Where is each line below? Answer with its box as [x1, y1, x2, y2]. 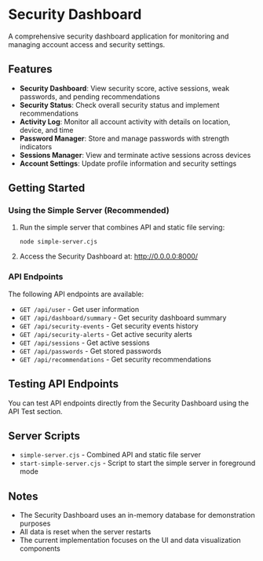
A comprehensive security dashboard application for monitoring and [8, 31, 229, 41]
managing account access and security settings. [8, 39, 166, 49]
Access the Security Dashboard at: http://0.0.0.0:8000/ [19, 251, 199, 261]
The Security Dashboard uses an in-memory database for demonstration [19, 511, 255, 520]
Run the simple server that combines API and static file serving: [19, 222, 225, 233]
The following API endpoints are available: [8, 289, 144, 299]
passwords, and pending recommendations [19, 92, 161, 101]
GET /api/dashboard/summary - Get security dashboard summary [19, 313, 227, 322]
